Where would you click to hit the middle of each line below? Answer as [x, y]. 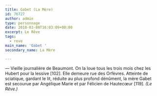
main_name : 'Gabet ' [26, 46]
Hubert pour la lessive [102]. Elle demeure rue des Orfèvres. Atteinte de [77, 73]
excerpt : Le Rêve [23, 32]
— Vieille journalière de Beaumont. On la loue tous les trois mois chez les [78, 68]
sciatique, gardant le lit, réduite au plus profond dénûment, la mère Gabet [78, 79]
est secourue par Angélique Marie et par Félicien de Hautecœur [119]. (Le [78, 83]
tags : [10, 37]
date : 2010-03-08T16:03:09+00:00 [39, 28]
